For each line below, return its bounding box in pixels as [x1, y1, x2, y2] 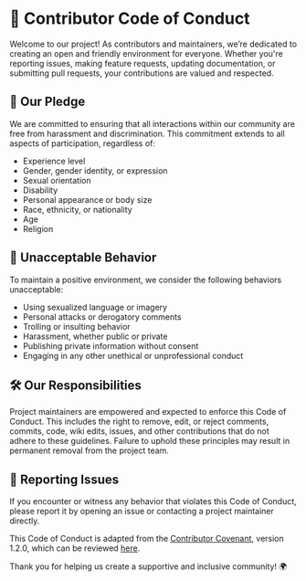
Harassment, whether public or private [22, 331, 168, 342]
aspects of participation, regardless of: [9, 137, 156, 149]
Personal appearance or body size [22, 194, 153, 205]
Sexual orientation [22, 174, 91, 185]
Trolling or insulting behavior [22, 321, 131, 332]
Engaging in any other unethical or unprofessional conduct [22, 350, 244, 361]
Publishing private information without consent [22, 340, 199, 351]
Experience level [22, 155, 86, 166]
